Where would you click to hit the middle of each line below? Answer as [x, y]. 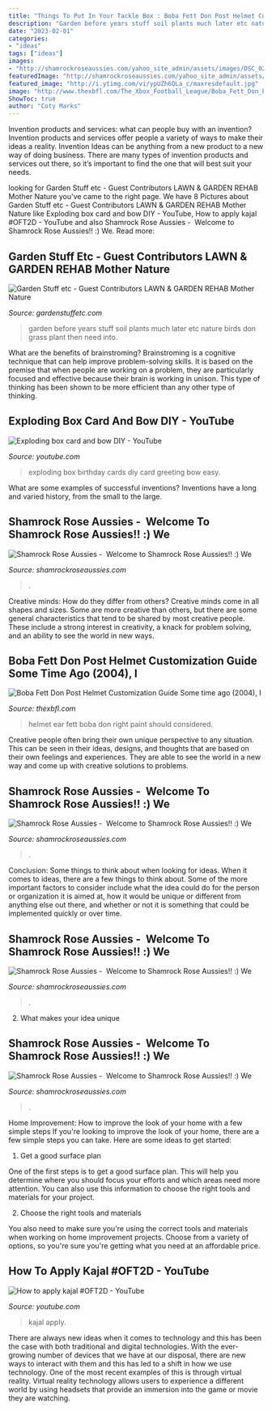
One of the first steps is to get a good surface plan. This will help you [123, 1171]
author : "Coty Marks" [45, 106]
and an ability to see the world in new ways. [81, 635]
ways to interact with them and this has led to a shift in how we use [120, 1363]
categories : [28, 38]
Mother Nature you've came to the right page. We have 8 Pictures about [129, 197]
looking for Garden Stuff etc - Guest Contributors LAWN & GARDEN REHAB [134, 188]
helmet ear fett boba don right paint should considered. [120, 725]
